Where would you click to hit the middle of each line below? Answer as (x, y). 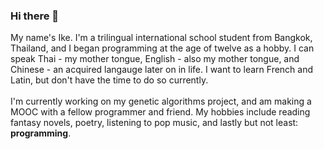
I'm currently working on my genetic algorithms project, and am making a (161, 101)
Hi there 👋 (35, 16)
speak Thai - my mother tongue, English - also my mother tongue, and (155, 59)
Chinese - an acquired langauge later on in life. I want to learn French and (162, 70)
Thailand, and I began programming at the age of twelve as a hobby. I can (162, 48)
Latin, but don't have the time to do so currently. (109, 80)
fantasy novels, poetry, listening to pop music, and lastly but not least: (154, 123)
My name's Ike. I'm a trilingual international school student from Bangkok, (161, 38)
